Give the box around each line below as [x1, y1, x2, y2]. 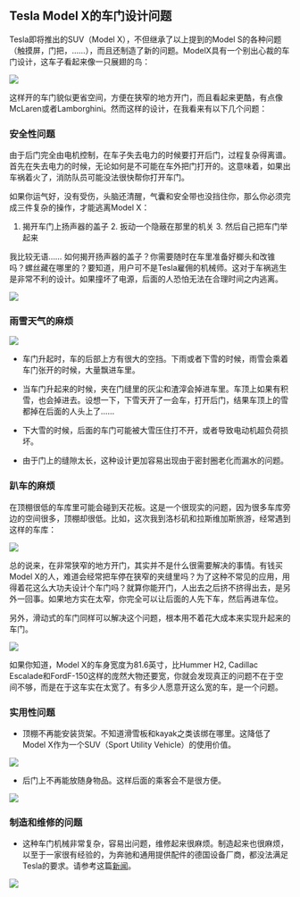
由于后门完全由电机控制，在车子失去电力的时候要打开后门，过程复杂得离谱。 [9, 150, 291, 161]
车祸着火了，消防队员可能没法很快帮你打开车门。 [9, 172, 189, 183]
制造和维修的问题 [9, 816, 83, 828]
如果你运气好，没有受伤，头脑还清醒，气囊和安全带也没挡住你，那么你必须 [9, 191, 283, 202]
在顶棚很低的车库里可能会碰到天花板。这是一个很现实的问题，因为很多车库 [9, 501, 283, 512]
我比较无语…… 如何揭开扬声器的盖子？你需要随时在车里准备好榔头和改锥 [9, 251, 276, 262]
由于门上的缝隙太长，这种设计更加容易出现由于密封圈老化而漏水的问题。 [21, 455, 288, 466]
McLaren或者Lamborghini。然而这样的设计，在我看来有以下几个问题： [9, 103, 268, 113]
